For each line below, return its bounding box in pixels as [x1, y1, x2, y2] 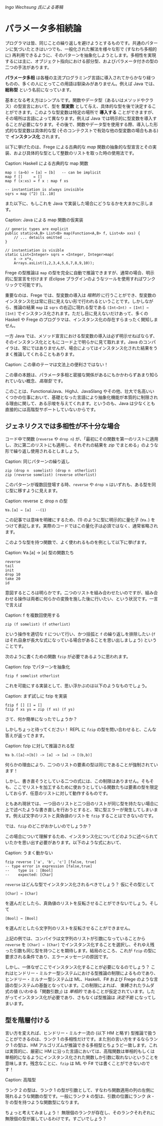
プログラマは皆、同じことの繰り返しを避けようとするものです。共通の [5, 40, 145, 46]
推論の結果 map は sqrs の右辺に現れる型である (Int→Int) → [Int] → [13, 304, 149, 310]
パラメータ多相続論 [5, 23, 82, 34]
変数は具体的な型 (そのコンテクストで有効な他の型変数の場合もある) [21, 127, 159, 133]
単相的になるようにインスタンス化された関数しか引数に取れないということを [5, 1054, 159, 1060]
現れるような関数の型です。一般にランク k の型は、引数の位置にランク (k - [5, 1093, 154, 1099]
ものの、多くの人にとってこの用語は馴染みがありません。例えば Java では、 [5, 81, 157, 87]
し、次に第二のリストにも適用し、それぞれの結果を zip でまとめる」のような [5, 442, 159, 448]
